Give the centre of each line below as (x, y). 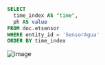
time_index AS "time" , (46, 15)
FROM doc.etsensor (33, 28)
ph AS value (31, 22)
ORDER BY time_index (37, 41)
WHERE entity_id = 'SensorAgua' (53, 35)
